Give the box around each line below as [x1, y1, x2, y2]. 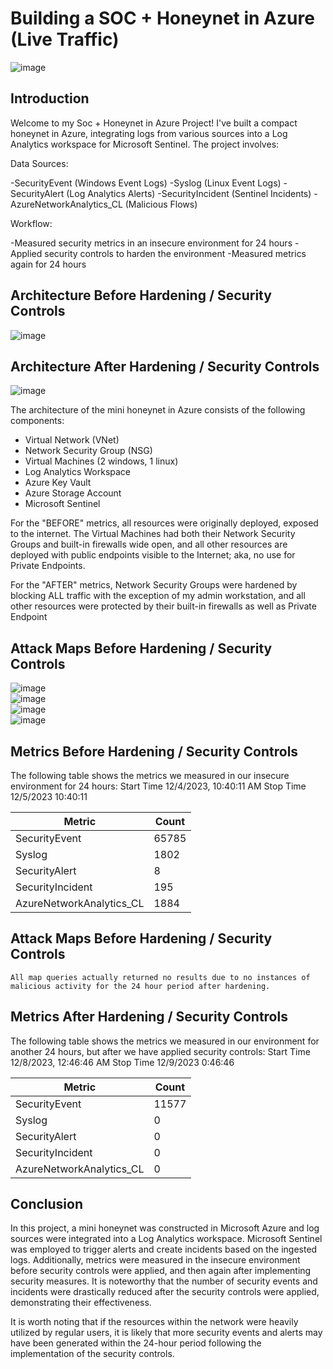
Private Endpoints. [10, 560, 86, 572]
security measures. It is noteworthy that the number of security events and [10, 1275, 318, 1287]
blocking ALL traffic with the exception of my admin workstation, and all [10, 590, 306, 602]
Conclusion [10, 1196, 84, 1213]
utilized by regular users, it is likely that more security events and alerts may [10, 1327, 323, 1339]
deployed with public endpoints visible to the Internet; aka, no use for [10, 549, 296, 561]
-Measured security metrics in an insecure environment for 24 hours [10, 237, 293, 249]
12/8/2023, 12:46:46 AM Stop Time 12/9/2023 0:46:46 [10, 1056, 235, 1068]
